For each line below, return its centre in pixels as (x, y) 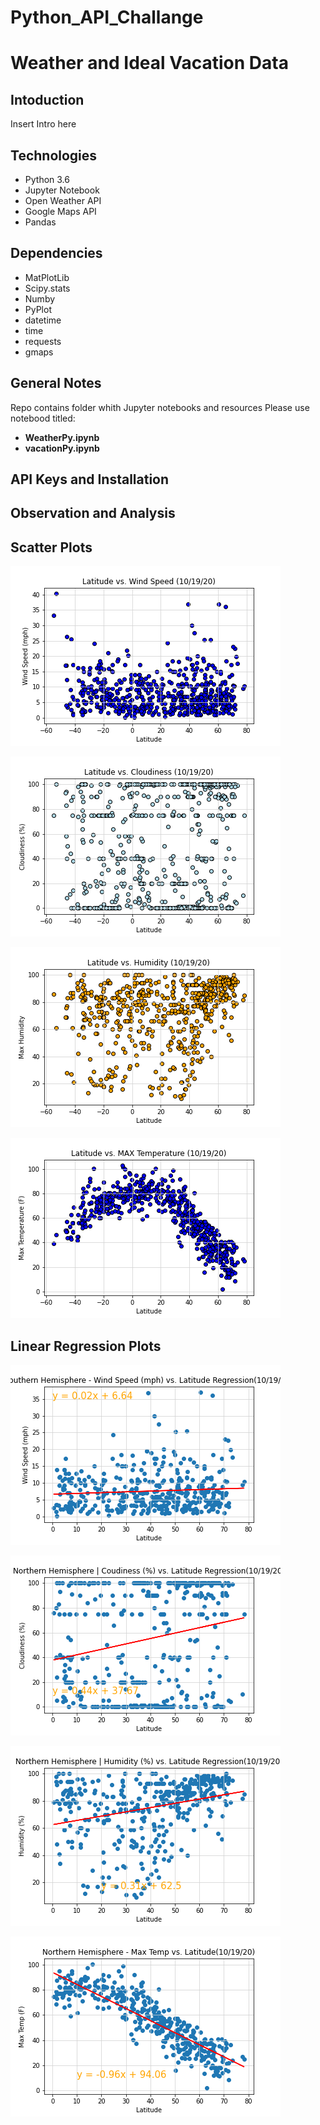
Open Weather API (63, 200)
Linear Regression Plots (86, 1346)
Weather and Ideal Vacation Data (149, 63)
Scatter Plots (51, 547)
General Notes (56, 383)
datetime (43, 320)
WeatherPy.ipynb (62, 437)
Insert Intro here (43, 124)
